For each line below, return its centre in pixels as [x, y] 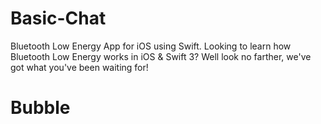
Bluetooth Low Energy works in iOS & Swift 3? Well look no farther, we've [161, 56]
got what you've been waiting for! [79, 67]
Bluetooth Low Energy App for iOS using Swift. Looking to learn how [151, 46]
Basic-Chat [58, 18]
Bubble [40, 108]
